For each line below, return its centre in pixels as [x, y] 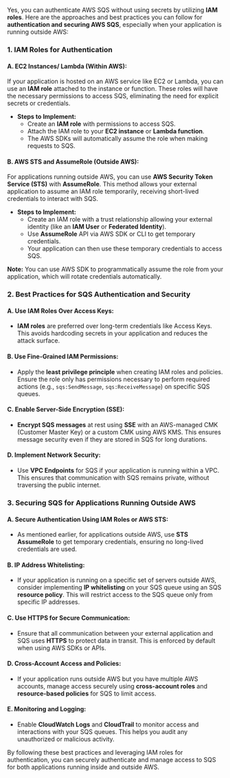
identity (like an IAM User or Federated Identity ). [97, 227]
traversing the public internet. [59, 485]
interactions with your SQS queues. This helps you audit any [102, 732]
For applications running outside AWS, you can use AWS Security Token [110, 177]
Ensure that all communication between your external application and [115, 633]
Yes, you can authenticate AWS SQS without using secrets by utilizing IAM [113, 10]
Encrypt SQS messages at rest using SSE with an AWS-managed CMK [117, 424]
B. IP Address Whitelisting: [46, 565]
